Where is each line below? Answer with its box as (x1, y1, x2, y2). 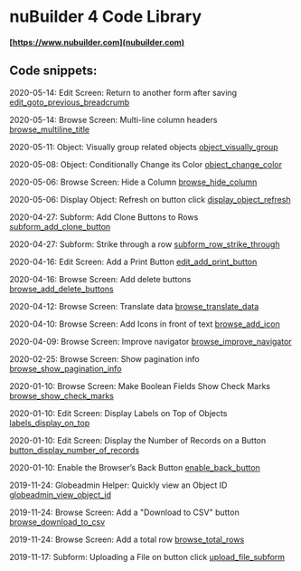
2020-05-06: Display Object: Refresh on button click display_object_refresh (9, 194, 291, 205)
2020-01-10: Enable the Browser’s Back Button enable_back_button (9, 462, 260, 472)
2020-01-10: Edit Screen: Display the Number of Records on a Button (9, 434, 267, 445)
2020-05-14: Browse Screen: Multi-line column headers (9, 114, 218, 125)
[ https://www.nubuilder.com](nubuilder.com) (9, 36, 185, 47)
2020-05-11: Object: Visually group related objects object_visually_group (9, 141, 278, 152)
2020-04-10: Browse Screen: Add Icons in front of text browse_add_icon (9, 319, 280, 329)
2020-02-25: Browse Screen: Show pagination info (9, 353, 201, 364)
